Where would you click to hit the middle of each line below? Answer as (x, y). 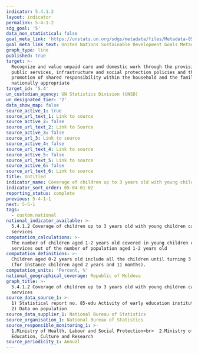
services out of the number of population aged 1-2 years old (89, 248)
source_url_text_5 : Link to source (50, 160)
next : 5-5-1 (21, 204)
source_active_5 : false (35, 155)
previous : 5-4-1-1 (29, 199)
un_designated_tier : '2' (37, 99)
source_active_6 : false (35, 166)
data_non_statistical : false (42, 34)
